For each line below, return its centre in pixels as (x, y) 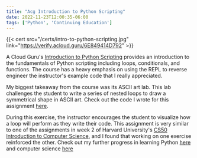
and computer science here (40, 149)
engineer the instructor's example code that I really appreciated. (84, 76)
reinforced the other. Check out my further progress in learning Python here (98, 143)
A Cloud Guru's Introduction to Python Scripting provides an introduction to (98, 57)
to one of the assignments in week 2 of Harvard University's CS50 (87, 130)
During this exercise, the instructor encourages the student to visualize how (98, 117)
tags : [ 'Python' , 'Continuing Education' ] (59, 22)
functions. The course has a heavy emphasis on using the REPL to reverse (97, 70)
